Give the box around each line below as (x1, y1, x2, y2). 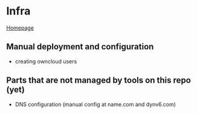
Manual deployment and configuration (6, 42, 154, 52)
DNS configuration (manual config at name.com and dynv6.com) (15, 101, 176, 108)
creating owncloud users (15, 57, 77, 65)
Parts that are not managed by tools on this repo (6, 75, 192, 86)
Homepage (6, 24, 34, 31)
